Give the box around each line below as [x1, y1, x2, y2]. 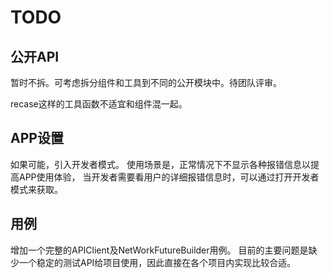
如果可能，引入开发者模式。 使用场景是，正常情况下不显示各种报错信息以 [10, 158, 311, 170]
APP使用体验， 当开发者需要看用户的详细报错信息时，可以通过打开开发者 [18, 171, 320, 183]
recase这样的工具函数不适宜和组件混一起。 [10, 98, 188, 110]
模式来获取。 [10, 183, 63, 195]
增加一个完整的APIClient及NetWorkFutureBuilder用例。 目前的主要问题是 [10, 244, 309, 256]
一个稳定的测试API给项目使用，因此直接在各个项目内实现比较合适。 [18, 256, 297, 268]
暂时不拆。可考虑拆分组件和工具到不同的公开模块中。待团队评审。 [10, 77, 282, 88]
